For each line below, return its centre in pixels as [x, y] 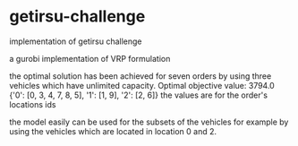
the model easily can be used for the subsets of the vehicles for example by [149, 122]
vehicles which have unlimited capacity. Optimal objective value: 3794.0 [142, 85]
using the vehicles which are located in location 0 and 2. [113, 131]
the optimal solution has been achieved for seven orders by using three [140, 76]
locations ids [33, 104]
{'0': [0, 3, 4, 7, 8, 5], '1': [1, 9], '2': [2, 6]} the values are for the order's [139, 95]
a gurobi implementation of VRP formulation [90, 58]
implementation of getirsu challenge [76, 41]
